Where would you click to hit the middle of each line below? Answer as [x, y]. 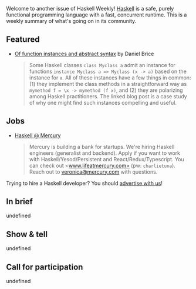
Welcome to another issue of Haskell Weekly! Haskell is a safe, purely [90, 9]
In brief [20, 202]
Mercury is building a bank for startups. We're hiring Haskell [102, 147]
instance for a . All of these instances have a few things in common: [110, 77]
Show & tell [27, 234]
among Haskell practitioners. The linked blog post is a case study [108, 96]
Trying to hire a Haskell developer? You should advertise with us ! [85, 183]
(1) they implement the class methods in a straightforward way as [108, 84]
